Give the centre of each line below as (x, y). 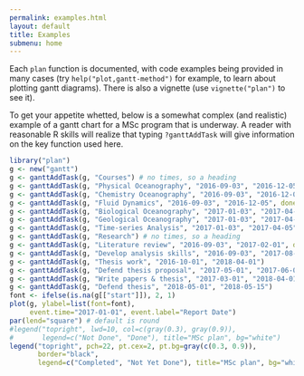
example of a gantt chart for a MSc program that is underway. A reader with (151, 125)
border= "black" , (68, 354)
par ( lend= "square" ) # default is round (85, 321)
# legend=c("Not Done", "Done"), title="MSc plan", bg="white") (145, 337)
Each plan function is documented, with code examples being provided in (146, 69)
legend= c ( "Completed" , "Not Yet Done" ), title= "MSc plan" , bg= (159, 363)
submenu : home (36, 43)
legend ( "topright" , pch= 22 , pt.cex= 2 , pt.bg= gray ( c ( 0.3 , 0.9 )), (133, 346)
